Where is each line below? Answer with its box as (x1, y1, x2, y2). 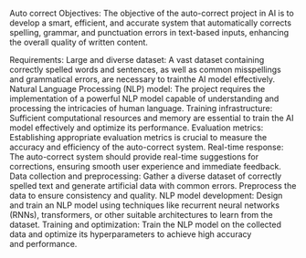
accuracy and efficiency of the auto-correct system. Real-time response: (9, 141, 284, 152)
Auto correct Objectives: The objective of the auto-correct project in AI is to (9, 8, 294, 18)
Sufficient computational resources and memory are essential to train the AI (9, 113, 294, 123)
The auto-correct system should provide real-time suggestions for (9, 151, 259, 162)
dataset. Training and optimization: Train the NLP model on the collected (9, 219, 281, 230)
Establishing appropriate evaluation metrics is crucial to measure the (9, 132, 268, 142)
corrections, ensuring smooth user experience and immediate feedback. (9, 161, 281, 171)
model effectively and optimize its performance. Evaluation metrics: (9, 122, 264, 133)
